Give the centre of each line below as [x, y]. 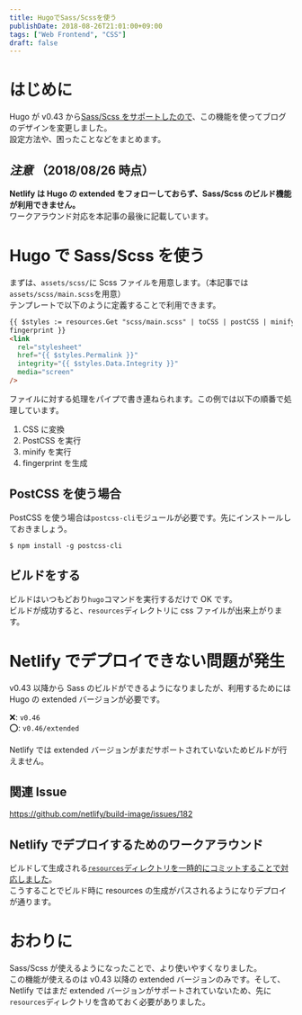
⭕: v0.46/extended [44, 728]
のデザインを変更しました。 [61, 128]
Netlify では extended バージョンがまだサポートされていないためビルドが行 [148, 750]
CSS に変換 [43, 429]
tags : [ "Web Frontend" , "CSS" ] [68, 34]
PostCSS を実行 [52, 440]
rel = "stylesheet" [50, 347]
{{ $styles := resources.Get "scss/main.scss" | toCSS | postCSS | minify [152, 322]
